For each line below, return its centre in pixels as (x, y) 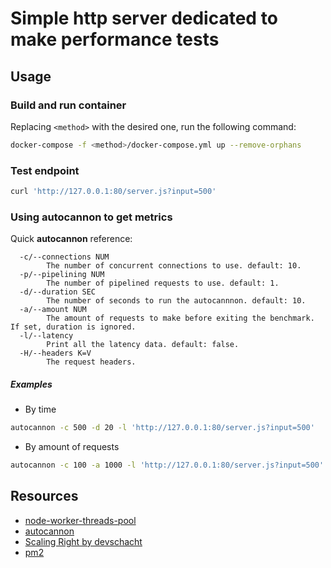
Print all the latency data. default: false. (143, 345)
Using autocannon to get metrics (91, 217)
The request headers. (91, 362)
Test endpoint (45, 170)
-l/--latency (46, 336)
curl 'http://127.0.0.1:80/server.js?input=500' (113, 192)
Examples (31, 384)
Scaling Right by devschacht (83, 541)
